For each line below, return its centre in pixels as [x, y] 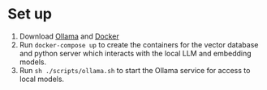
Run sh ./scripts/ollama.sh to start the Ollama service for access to [135, 70]
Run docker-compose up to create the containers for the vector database [139, 44]
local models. [42, 79]
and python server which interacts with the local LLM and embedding [136, 53]
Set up [30, 14]
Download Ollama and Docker [69, 36]
